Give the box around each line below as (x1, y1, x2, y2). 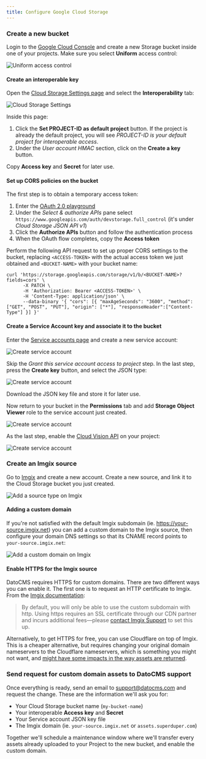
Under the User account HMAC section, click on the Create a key (15, 145, 181, 152)
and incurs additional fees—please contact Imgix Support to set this (21, 617, 193, 624)
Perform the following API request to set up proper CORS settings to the (6, 247, 188, 255)
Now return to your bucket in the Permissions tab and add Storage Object (6, 402, 195, 409)
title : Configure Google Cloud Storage (6, 9, 109, 15)
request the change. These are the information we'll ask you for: (6, 690, 169, 698)
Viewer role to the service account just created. (6, 409, 128, 416)
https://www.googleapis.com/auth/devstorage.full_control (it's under (15, 215, 194, 223)
